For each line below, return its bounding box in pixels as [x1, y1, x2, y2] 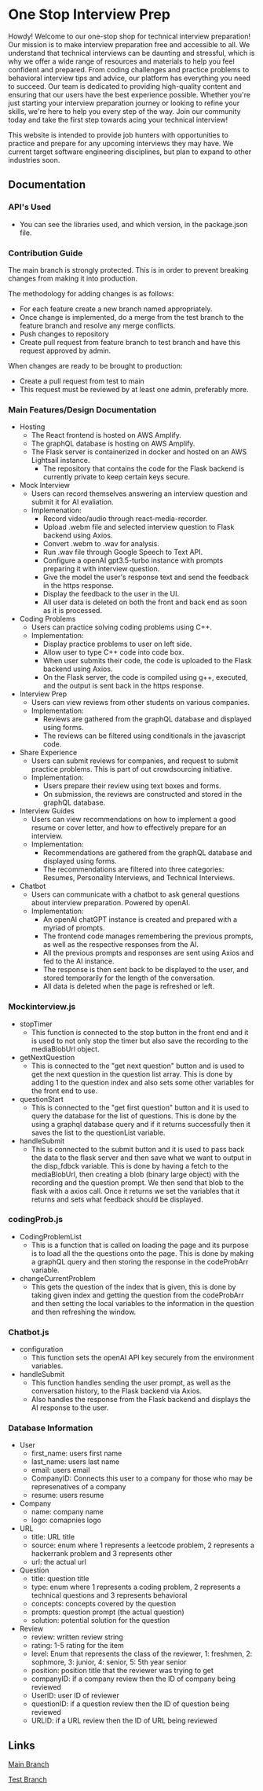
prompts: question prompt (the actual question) [31, 1607, 184, 1617]
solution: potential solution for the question [31, 1616, 170, 1625]
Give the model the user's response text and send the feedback [42, 572, 250, 582]
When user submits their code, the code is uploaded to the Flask [42, 656, 253, 666]
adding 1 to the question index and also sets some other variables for [31, 1077, 254, 1087]
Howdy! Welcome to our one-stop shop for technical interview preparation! [8, 31, 251, 41]
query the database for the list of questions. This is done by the [31, 1110, 237, 1121]
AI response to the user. [31, 1403, 109, 1412]
